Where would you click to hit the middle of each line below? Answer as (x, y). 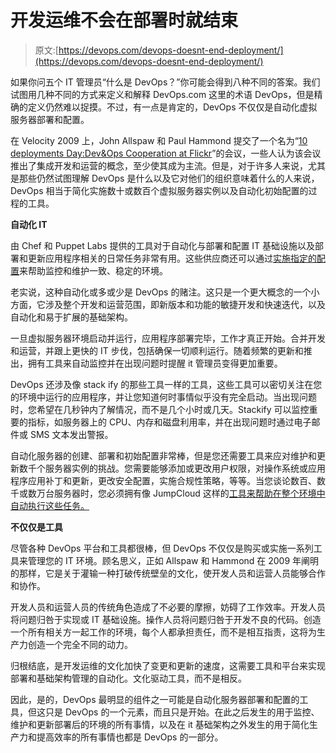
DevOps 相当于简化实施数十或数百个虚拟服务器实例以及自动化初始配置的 (159, 190)
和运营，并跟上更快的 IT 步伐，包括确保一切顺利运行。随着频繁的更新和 (157, 350)
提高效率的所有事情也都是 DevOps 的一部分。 (130, 737)
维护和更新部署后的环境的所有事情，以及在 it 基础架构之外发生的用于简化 (160, 724)
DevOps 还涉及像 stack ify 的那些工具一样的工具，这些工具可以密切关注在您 (166, 384)
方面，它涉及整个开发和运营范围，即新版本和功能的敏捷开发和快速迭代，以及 (168, 304)
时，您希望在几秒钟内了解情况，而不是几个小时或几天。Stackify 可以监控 (160, 409)
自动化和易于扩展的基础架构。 (71, 317)
